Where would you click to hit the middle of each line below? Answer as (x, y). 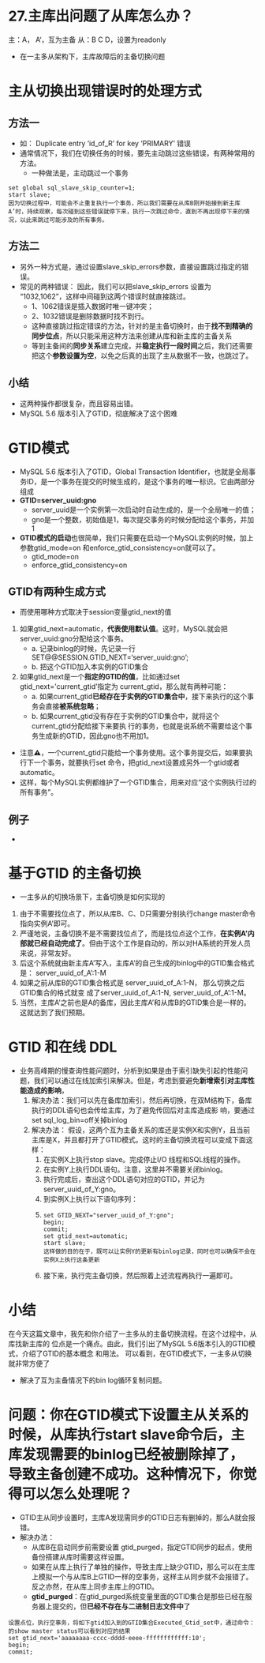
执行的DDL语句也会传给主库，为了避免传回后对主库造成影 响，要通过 (143, 1110)
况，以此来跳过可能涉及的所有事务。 (58, 220)
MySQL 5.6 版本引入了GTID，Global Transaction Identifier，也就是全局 (134, 472)
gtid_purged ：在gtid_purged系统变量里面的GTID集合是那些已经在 (138, 1596)
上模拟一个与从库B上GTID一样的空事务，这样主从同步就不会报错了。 (142, 1576)
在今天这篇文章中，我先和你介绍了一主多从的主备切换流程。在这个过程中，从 (132, 1334)
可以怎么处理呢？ (78, 1494)
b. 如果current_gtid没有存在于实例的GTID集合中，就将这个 (125, 717)
